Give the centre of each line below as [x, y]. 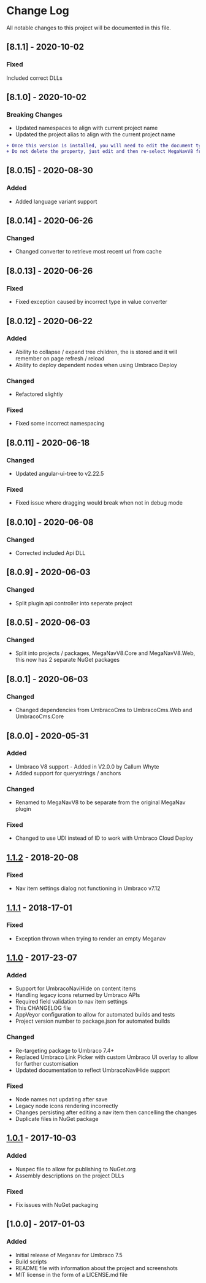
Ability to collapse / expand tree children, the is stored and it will [96, 352]
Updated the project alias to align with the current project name [95, 134]
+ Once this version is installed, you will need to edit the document [100, 146]
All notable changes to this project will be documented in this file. [89, 28]
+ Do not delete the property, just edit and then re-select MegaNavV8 [100, 152]
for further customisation [47, 1063]
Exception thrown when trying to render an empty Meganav [90, 938]
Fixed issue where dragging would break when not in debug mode [99, 503]
